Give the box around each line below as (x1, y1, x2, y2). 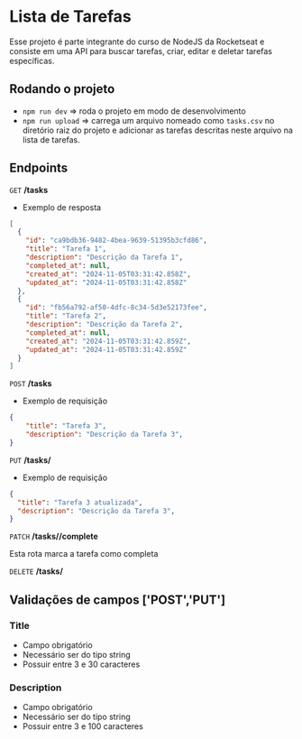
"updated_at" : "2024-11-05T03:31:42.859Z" (25, 345, 188, 354)
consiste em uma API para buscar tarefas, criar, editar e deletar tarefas (9, 45, 273, 56)
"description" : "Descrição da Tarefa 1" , (25, 253, 183, 263)
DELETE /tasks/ (9, 566, 63, 577)
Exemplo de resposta (22, 201, 102, 213)
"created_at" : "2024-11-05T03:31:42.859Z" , (25, 337, 192, 346)
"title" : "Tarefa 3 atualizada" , (17, 498, 143, 507)
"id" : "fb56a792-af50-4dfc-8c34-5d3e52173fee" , (25, 303, 207, 312)
